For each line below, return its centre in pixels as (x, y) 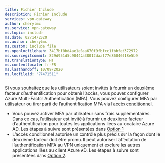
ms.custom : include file (31, 46)
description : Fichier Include (36, 14)
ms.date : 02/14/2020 (26, 38)
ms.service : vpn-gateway (31, 28)
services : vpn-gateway (28, 19)
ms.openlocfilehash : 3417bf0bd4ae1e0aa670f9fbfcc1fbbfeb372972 (72, 51)
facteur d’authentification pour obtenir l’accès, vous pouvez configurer (77, 93)
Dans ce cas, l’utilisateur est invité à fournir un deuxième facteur (78, 119)
